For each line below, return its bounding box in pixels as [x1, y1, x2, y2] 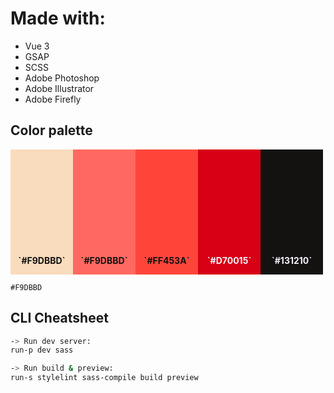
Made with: [10, 7, 106, 30]
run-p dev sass [10, 345, 74, 356]
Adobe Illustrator [24, 82, 95, 94]
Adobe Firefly [24, 93, 82, 105]
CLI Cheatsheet [10, 310, 109, 327]
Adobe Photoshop [24, 72, 100, 84]
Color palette [10, 122, 93, 139]
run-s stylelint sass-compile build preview [10, 373, 199, 383]
